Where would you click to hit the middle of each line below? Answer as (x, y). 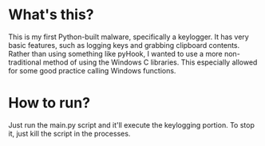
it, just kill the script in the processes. (69, 133)
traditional (25, 62)
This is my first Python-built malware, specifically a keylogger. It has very (129, 37)
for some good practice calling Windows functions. (92, 70)
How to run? (49, 103)
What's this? (51, 15)
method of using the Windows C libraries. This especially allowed (150, 62)
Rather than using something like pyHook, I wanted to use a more (116, 53)
